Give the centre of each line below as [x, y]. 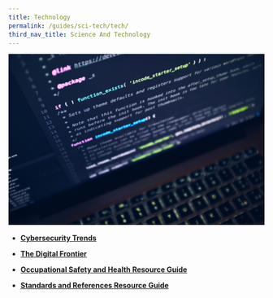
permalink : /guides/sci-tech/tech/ [69, 26]
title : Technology [39, 17]
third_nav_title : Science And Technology [80, 34]
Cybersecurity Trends [58, 238]
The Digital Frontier [54, 254]
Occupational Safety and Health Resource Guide [104, 270]
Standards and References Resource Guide [94, 286]
